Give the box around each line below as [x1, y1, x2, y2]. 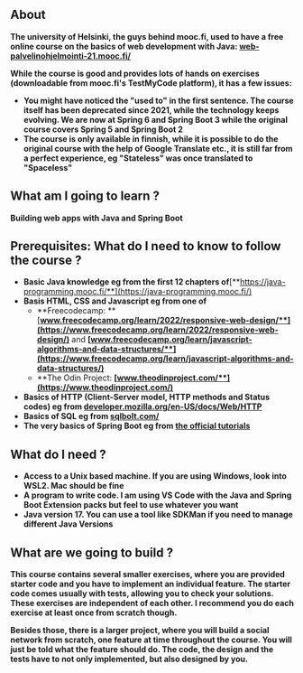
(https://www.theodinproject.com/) [36, 382, 174, 393]
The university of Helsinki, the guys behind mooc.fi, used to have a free [10, 31, 284, 42]
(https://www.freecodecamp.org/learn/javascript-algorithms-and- [36, 353, 294, 364]
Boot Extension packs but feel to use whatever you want [23, 500, 239, 510]
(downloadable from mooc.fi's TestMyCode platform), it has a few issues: [10, 77, 292, 89]
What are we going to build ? [10, 545, 174, 560]
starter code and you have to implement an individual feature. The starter [10, 578, 291, 590]
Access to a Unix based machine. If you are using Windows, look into [23, 471, 287, 481]
